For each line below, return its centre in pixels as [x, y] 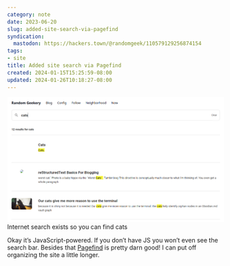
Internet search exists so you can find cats [67, 227]
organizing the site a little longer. [53, 255]
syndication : [26, 37]
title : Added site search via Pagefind [64, 65]
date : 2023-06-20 [32, 22]
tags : [15, 51]
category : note [29, 14]
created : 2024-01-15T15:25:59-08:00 [60, 72]
